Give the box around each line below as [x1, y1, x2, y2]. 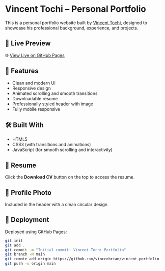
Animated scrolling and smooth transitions [12, 90, 98, 96]
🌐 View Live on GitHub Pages [5, 52, 65, 58]
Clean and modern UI [12, 80, 55, 86]
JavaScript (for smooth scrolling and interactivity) [12, 147, 113, 153]
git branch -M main [5, 252, 45, 257]
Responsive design [12, 85, 51, 91]
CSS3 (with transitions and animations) [12, 142, 91, 148]
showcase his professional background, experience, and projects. [5, 25, 138, 30]
